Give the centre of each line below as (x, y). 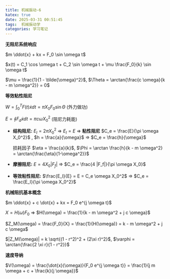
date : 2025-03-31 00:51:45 (34, 19)
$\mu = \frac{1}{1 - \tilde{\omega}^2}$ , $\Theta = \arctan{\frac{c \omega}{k (85, 80)
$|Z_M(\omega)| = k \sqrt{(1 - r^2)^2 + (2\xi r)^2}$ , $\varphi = (70, 239)
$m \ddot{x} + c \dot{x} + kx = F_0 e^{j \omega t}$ (59, 203)
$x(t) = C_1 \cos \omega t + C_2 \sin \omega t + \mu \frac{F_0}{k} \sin (78, 65)
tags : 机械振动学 (23, 24)
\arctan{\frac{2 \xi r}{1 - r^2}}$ (38, 245)
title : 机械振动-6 (23, 10)
